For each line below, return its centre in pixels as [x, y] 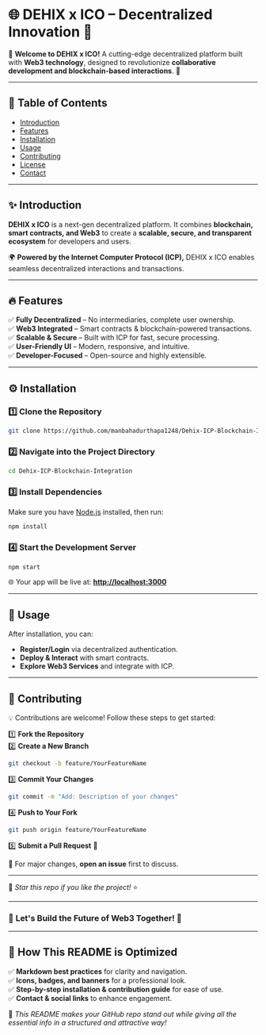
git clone [25, 431]
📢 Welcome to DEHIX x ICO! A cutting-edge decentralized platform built [125, 54]
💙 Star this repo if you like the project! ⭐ [73, 887]
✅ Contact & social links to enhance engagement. [90, 998]
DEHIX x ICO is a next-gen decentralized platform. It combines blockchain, [131, 224]
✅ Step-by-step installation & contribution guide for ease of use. [116, 989]
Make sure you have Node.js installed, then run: [86, 512]
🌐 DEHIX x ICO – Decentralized [110, 15]
